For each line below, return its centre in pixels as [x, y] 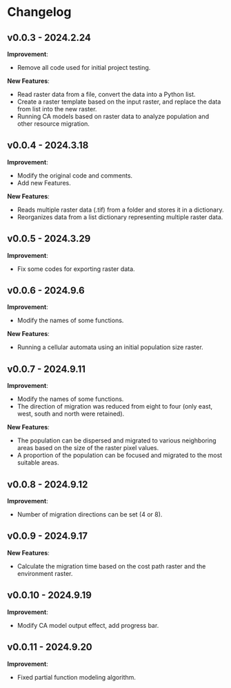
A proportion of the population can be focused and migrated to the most [120, 455]
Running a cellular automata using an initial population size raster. [110, 347]
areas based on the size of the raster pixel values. [88, 448]
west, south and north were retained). [71, 414]
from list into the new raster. [57, 109]
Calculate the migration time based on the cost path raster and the [111, 566]
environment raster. [45, 573]
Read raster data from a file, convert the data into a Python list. [106, 94]
